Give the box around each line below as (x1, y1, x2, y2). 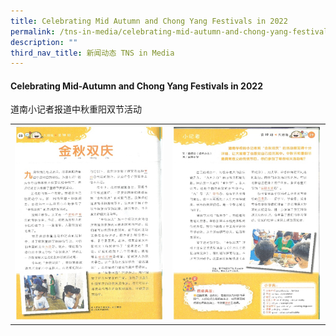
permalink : (10, 26, 56, 37)
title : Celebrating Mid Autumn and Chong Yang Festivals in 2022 (10, 16, 288, 26)
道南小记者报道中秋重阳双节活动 (10, 103, 142, 115)
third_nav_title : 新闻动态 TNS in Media (10, 48, 175, 58)
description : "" (10, 37, 78, 47)
